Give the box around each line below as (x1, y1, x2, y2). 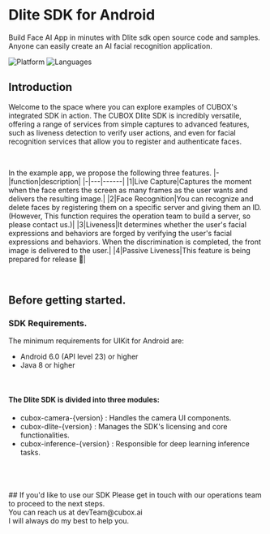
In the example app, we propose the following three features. (8, 168, 212, 178)
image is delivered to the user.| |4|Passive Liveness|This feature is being (8, 245, 251, 255)
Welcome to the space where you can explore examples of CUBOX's (8, 101, 238, 111)
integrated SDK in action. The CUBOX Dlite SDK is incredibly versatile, (8, 110, 242, 120)
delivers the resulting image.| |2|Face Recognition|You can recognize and (8, 193, 254, 204)
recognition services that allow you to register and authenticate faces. (8, 136, 242, 146)
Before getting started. (8, 294, 126, 308)
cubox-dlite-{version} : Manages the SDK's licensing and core (19, 421, 228, 431)
